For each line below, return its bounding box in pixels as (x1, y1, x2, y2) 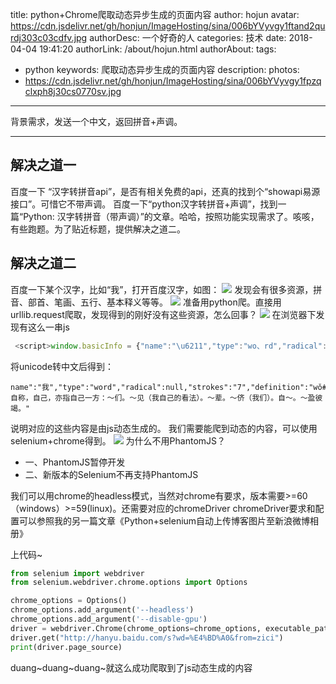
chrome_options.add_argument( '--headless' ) (10, 605, 195, 615)
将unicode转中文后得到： (10, 360, 115, 372)
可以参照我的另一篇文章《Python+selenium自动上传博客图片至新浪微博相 (18, 514, 320, 527)
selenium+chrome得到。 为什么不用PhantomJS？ (10, 434, 227, 447)
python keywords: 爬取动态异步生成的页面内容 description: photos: (24, 64, 300, 75)
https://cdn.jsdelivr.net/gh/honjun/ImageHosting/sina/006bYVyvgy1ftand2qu (10, 20, 326, 32)
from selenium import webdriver (10, 568, 145, 578)
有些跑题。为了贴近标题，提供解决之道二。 (10, 223, 186, 235)
